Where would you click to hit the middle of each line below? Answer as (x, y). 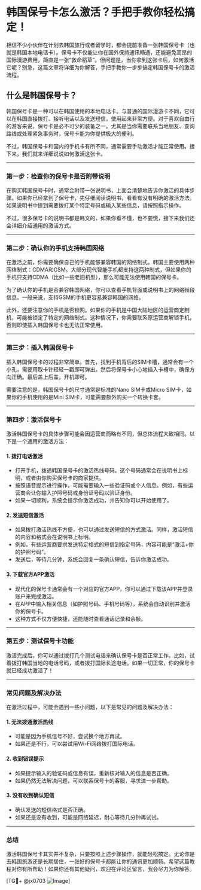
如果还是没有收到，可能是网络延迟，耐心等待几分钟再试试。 (88, 817)
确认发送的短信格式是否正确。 (51, 810)
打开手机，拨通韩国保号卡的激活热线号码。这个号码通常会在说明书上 (99, 471)
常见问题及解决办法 (34, 693)
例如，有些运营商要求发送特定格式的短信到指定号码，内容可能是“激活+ (102, 544)
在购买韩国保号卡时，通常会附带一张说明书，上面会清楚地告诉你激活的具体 (98, 191)
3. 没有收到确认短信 (31, 795)
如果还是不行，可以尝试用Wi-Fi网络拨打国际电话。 (77, 744)
